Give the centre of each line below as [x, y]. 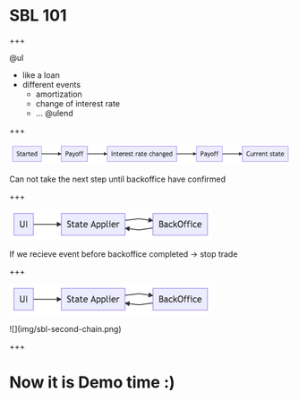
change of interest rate [78, 103]
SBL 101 [38, 16]
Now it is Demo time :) [92, 383]
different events [51, 84]
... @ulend [54, 113]
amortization [59, 94]
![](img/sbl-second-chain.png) [66, 328]
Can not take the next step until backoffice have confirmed [118, 179]
